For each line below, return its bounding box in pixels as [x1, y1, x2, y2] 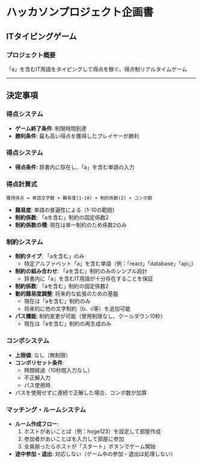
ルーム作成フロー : [14, 420, 59, 428]
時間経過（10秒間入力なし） [23, 366, 93, 374]
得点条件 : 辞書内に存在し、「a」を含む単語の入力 [14, 163, 135, 171]
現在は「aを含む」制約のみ [23, 298, 91, 305]
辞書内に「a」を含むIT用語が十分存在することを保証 [23, 275, 153, 282]
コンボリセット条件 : [14, 359, 64, 366]
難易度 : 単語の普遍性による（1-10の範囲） [14, 207, 118, 214]
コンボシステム [6, 337, 50, 345]
